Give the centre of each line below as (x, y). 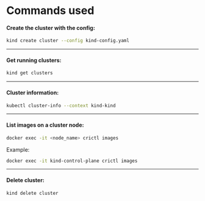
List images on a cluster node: (45, 125)
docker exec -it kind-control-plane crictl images (72, 161)
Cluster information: (33, 93)
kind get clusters (30, 73)
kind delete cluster (33, 193)
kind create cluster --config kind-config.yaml (68, 41)
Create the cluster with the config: (51, 27)
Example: (18, 149)
